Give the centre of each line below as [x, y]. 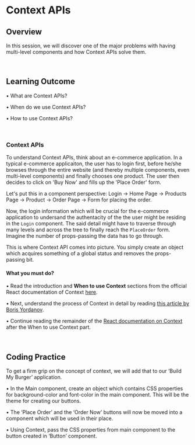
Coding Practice [36, 357]
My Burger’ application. [34, 377]
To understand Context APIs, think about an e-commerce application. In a [94, 158]
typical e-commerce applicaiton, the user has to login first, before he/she [94, 164]
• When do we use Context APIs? [46, 107]
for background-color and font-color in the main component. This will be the [97, 395]
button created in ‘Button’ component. [52, 436]
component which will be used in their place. [60, 419]
